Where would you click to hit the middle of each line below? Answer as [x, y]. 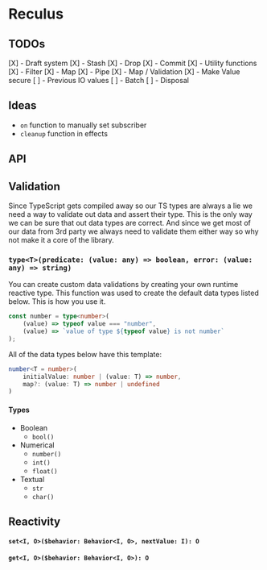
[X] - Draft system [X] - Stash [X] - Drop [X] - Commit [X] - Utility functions [133, 63]
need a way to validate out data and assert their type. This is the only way [131, 214]
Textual [32, 479]
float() [45, 471]
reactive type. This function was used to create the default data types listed [134, 293]
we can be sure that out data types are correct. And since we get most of [130, 223]
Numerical [37, 445]
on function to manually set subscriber [83, 125]
